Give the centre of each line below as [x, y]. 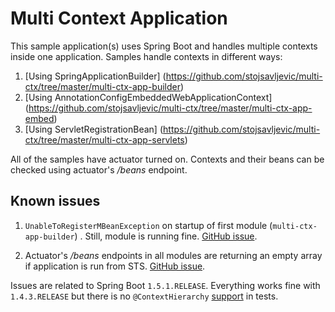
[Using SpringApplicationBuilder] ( [95, 76]
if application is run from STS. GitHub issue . [115, 266]
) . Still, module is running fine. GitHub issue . [166, 236]
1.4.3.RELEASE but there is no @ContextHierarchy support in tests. [144, 296]
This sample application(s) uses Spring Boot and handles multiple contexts [164, 46]
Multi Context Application [119, 18]
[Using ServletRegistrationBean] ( [94, 129]
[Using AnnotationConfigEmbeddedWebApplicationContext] [148, 97]
